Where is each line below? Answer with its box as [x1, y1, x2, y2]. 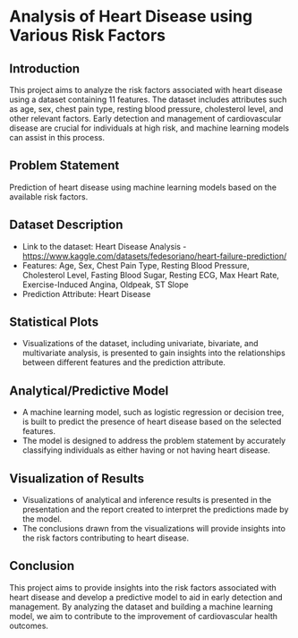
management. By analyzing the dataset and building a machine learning [9, 601, 273, 612]
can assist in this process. [9, 132, 106, 142]
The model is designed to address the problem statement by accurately [21, 436, 286, 447]
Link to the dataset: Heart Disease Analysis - [21, 241, 187, 251]
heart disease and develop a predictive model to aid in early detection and [9, 591, 284, 602]
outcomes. [9, 620, 49, 631]
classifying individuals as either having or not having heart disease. [21, 445, 271, 455]
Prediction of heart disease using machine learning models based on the [9, 182, 277, 192]
